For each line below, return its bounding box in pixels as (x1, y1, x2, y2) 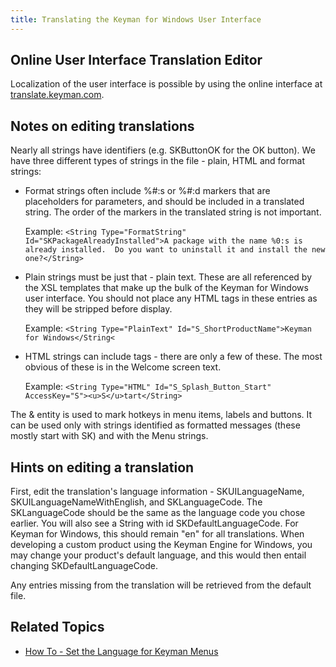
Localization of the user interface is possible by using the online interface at (10, 78, 323, 90)
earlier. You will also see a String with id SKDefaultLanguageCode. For (10, 517, 299, 530)
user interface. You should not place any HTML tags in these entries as (24, 292, 318, 305)
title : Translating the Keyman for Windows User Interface (10, 14, 262, 25)
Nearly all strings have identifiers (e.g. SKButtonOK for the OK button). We (10, 144, 316, 156)
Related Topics (10, 619, 105, 636)
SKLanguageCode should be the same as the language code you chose (10, 507, 306, 519)
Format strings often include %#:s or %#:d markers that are (24, 185, 271, 197)
